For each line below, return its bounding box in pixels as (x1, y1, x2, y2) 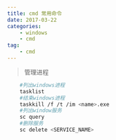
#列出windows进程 (19, 82, 66, 89)
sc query (19, 114, 45, 121)
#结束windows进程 (19, 94, 66, 102)
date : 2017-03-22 (7, 16, 57, 23)
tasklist (19, 88, 45, 95)
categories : (7, 23, 41, 30)
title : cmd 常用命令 (7, 10, 62, 17)
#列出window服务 (19, 107, 62, 114)
